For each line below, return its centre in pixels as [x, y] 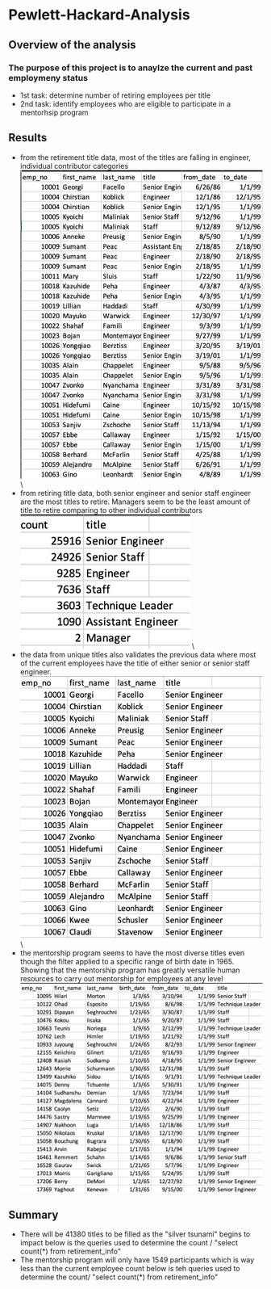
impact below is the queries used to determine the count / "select [129, 1243]
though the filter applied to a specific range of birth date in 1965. [127, 962]
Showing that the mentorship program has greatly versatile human [130, 970]
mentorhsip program [54, 112]
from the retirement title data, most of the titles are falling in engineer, [135, 157]
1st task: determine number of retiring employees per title [115, 95]
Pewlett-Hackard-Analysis [100, 15]
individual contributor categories [74, 166]
